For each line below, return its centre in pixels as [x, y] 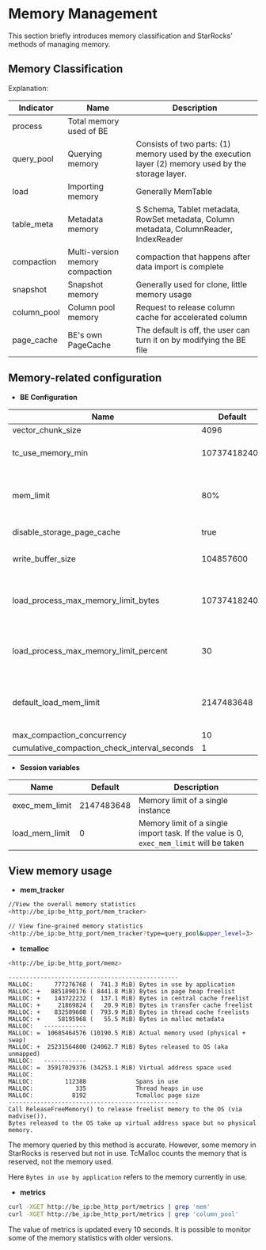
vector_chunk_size [47, 430]
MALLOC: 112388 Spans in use [93, 1081]
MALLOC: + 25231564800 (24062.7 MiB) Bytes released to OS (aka [118, 1046]
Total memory [93, 121]
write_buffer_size [44, 558]
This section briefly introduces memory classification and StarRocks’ [120, 36]
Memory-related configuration [85, 378]
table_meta [33, 224]
